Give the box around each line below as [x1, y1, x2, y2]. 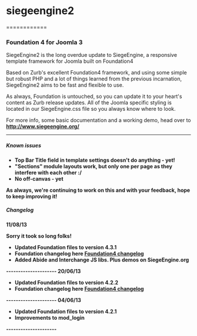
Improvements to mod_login [14, 314, 85, 321]
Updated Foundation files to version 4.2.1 [14, 308, 117, 315]
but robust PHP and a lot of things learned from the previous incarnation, [6, 75, 182, 83]
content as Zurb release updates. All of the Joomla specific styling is [6, 99, 172, 106]
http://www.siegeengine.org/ [6, 123, 80, 130]
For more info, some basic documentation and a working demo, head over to [6, 117, 191, 124]
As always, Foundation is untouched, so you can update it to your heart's [6, 93, 182, 100]
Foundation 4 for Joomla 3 [6, 38, 83, 46]
